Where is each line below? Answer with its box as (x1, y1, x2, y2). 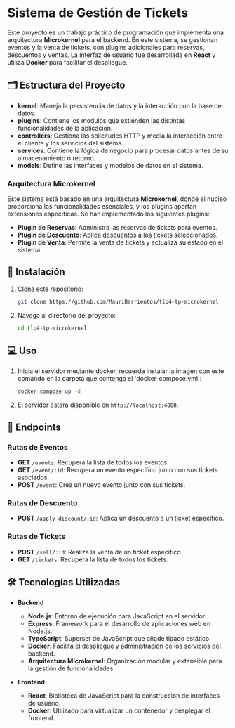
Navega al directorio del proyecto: (17, 311, 116, 319)
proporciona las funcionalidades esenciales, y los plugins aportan (7, 202, 197, 211)
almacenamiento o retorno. (17, 153, 96, 162)
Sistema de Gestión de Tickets (7, 5, 188, 21)
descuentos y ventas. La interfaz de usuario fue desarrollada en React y (7, 51, 216, 59)
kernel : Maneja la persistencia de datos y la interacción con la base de (17, 101, 222, 110)
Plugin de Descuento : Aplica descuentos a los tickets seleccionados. (17, 230, 218, 240)
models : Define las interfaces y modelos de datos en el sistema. (17, 161, 203, 169)
